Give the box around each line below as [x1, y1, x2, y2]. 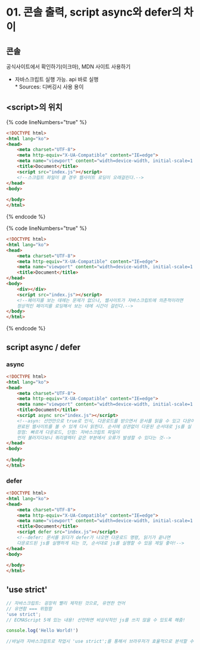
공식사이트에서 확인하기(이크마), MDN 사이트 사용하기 [6, 63, 131, 70]
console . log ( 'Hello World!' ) [6, 628, 79, 634]
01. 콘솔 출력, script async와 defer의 [6, 5, 182, 19]
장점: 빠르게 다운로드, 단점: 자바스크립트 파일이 [17, 429, 120, 435]
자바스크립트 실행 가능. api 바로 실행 [14, 76, 99, 82]
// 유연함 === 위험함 [6, 606, 52, 612]
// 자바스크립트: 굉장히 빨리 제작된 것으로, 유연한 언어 [6, 600, 126, 606]
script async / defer [6, 342, 81, 352]
